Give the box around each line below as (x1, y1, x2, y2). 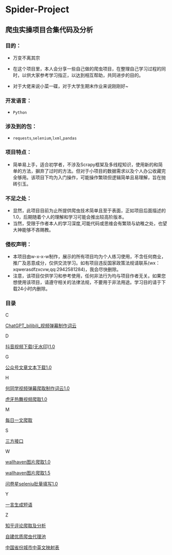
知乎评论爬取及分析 (5, 522, 46, 528)
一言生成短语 (5, 502, 32, 508)
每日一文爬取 (5, 417, 32, 423)
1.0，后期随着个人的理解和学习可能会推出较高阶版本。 (12, 214, 127, 220)
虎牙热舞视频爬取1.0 (5, 396, 48, 402)
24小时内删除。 (17, 285, 50, 292)
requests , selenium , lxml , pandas (12, 135, 77, 141)
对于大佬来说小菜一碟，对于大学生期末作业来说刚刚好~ (12, 83, 129, 89)
